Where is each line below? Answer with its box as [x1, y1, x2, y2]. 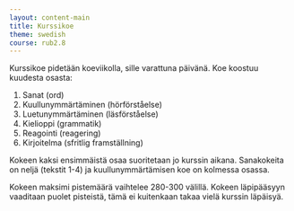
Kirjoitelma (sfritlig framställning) [22, 137, 143, 148]
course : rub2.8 [9, 38, 66, 48]
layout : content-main [9, 13, 91, 22]
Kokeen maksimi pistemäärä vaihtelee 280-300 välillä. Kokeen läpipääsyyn [9, 181, 285, 193]
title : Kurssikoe [9, 22, 74, 31]
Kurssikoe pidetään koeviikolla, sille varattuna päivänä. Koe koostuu [9, 63, 259, 74]
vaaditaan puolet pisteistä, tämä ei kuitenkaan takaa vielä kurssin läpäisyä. [9, 191, 284, 202]
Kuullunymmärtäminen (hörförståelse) [22, 100, 163, 110]
